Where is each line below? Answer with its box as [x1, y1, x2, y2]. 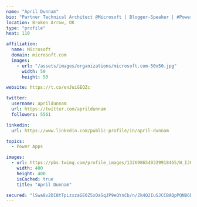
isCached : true [16, 176, 54, 182]
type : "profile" [6, 25, 46, 31]
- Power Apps [11, 143, 43, 150]
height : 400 [16, 171, 46, 176]
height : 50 [21, 74, 49, 80]
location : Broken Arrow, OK [6, 19, 75, 25]
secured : [6, 192, 28, 198]
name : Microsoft [11, 46, 51, 53]
